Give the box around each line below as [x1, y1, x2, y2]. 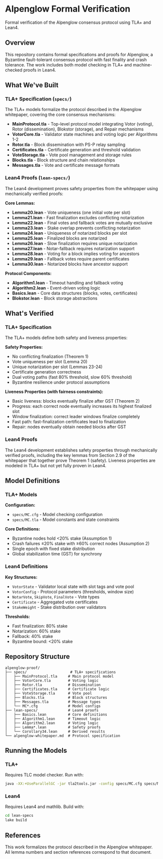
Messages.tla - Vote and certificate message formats [12, 162, 120, 168]
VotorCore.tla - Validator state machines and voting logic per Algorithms [12, 131, 158, 137]
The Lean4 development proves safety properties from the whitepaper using [5, 185, 158, 191]
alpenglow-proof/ [5, 665, 40, 670]
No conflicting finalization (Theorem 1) [12, 354, 89, 359]
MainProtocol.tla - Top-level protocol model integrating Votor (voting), [12, 121, 154, 127]
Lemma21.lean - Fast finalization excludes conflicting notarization [12, 214, 145, 220]
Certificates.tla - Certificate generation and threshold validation [12, 147, 141, 153]
